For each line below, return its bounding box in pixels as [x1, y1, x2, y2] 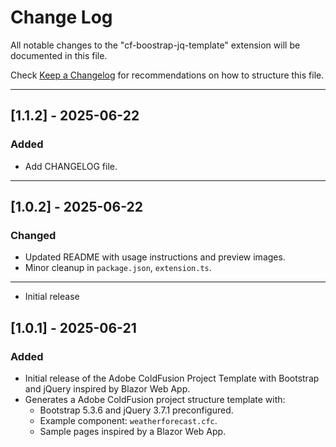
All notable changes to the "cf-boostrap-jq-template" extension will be [10, 39, 301, 51]
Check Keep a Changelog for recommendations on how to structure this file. [10, 69, 325, 81]
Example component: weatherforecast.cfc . [39, 415, 218, 426]
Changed [10, 228, 57, 242]
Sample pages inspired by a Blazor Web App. [39, 426, 227, 437]
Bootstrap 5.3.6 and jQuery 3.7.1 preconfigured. [39, 404, 234, 416]
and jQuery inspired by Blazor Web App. [24, 383, 191, 395]
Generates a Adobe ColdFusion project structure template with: [24, 394, 286, 405]
